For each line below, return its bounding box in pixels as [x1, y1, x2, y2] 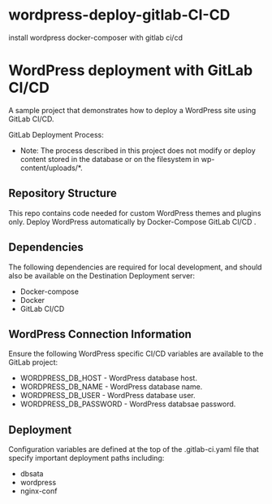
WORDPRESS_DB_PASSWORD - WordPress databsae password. [19, 399, 236, 409]
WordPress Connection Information [8, 327, 192, 341]
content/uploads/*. [19, 163, 83, 173]
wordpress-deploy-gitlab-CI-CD [8, 6, 231, 24]
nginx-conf [19, 486, 58, 496]
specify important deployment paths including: [8, 454, 165, 463]
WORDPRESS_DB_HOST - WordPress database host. [19, 373, 197, 383]
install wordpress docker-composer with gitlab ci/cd [8, 33, 183, 42]
